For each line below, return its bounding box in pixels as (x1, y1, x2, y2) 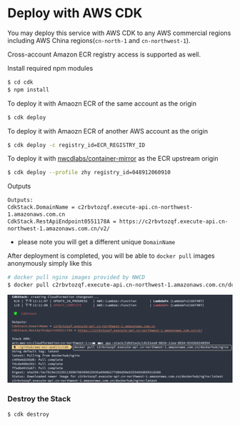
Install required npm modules (7, 64, 94, 72)
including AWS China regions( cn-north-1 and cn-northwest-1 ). (7, 36, 191, 44)
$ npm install (7, 86, 50, 94)
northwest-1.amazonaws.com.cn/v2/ (7, 225, 111, 233)
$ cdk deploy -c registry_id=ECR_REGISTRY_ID (7, 141, 145, 149)
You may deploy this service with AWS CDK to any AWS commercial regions (7, 29, 231, 37)
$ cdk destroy (7, 411, 50, 419)
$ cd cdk (7, 79, 34, 86)
